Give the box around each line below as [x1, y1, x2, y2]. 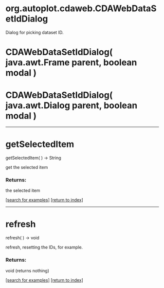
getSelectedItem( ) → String [5, 155, 61, 161]
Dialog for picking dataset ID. [5, 29, 64, 35]
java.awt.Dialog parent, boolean [5, 100, 138, 111]
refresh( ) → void [5, 235, 39, 241]
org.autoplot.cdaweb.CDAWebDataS [5, 3, 157, 14]
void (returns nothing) [5, 267, 50, 273]
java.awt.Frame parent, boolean [5, 57, 137, 68]
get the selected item [5, 165, 48, 170]
